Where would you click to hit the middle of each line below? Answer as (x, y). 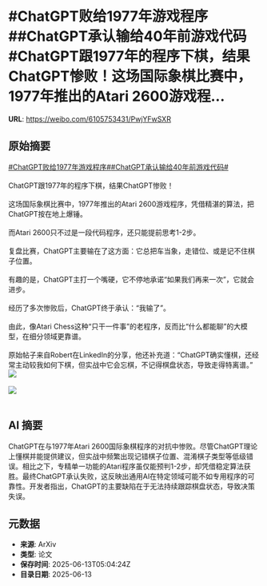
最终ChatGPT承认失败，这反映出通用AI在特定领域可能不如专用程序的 (135, 476)
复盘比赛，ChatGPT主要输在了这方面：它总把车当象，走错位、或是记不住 (128, 251)
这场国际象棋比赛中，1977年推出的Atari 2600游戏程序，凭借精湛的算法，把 (131, 204)
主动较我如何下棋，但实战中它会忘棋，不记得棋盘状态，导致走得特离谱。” (134, 365)
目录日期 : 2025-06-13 (56, 574)
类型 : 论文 (36, 554)
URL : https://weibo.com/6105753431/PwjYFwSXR (90, 119)
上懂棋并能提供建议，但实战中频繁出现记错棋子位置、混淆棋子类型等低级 (127, 456)
